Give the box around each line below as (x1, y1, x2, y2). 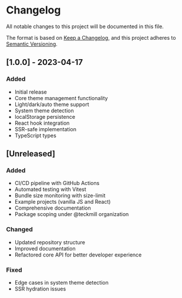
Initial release (14, 88, 47, 95)
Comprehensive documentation (14, 204, 91, 211)
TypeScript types (14, 132, 57, 139)
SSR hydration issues (14, 285, 66, 292)
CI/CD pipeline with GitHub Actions (14, 180, 100, 187)
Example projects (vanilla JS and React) (14, 198, 111, 205)
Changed (6, 225, 33, 234)
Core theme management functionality (14, 94, 108, 101)
